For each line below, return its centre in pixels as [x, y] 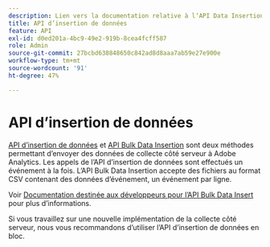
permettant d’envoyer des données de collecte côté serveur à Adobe [122, 153]
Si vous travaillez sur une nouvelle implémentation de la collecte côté [123, 219]
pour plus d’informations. [50, 203]
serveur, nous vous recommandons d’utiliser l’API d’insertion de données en [134, 227]
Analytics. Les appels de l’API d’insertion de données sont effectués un [126, 162]
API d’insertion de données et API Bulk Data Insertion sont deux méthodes [131, 145]
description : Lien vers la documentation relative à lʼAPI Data [118, 16]
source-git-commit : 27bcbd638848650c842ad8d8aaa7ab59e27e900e [115, 53]
